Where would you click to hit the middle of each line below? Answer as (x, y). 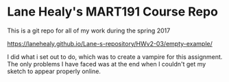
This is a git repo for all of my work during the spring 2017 (89, 30)
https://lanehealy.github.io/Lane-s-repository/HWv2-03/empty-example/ (110, 43)
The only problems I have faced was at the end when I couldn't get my (107, 64)
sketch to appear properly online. (54, 71)
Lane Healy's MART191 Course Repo (112, 12)
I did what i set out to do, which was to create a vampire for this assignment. (115, 57)
